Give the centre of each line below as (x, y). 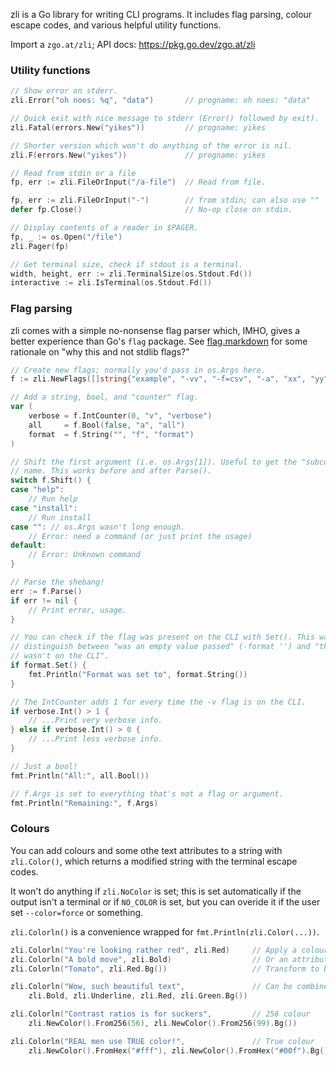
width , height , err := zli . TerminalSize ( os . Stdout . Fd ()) (131, 274)
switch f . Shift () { (51, 480)
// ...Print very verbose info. (95, 720)
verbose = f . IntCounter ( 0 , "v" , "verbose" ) (120, 416)
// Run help (53, 499)
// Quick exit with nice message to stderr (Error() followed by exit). (165, 119)
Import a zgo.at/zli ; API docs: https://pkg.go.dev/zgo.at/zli (133, 44)
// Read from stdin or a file (73, 173)
